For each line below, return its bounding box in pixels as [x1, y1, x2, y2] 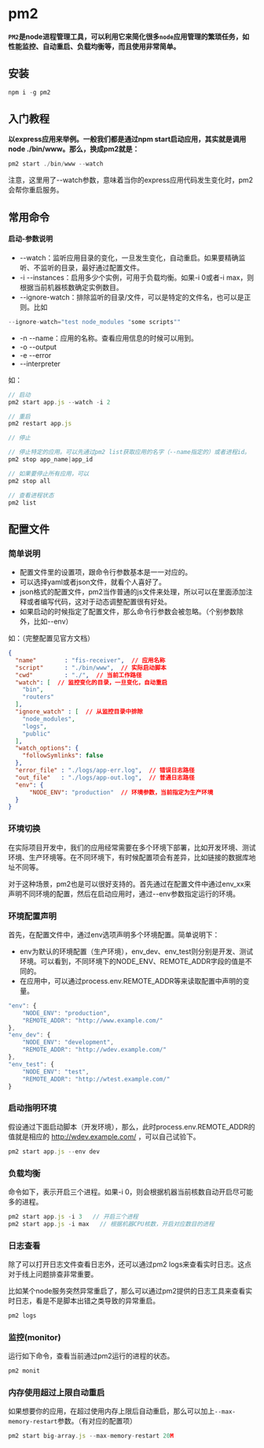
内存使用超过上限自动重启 [8, 1387, 105, 1398]
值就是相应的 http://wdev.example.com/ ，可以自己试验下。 [8, 1132, 200, 1141]
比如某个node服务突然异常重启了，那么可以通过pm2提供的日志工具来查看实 [8, 1286, 253, 1295]
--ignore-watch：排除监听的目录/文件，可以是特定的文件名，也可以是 [19, 292, 245, 302]
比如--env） [33, 616, 73, 627]
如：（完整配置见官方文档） [8, 634, 94, 643]
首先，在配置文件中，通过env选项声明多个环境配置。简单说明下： [8, 929, 220, 939]
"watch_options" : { [15, 744, 79, 753]
